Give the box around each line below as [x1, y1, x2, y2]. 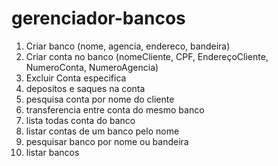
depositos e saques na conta [25, 82, 146, 94]
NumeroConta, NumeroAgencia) [25, 61, 159, 73]
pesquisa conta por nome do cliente [25, 93, 175, 105]
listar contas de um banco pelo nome [25, 125, 180, 137]
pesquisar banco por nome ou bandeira [25, 135, 189, 147]
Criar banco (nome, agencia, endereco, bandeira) [25, 40, 231, 52]
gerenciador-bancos [11, 7, 186, 30]
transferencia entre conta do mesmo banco [25, 103, 205, 116]
